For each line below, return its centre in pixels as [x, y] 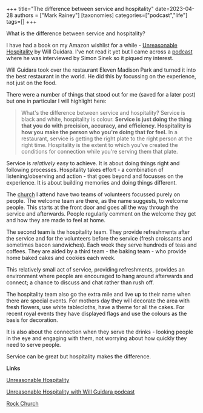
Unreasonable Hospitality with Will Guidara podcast [71, 392]
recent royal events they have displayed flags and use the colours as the [97, 313]
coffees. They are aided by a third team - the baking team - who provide [96, 251]
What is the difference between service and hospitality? [76, 33]
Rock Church [22, 404]
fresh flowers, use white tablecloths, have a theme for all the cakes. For [95, 307]
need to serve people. [34, 345]
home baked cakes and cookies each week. [61, 258]
